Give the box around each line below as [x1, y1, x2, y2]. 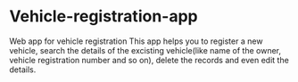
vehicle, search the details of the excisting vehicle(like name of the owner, [9, 45, 282, 55]
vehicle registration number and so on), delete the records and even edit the [9, 54, 290, 65]
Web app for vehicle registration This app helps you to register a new [9, 36, 263, 46]
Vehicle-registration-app [9, 6, 198, 27]
